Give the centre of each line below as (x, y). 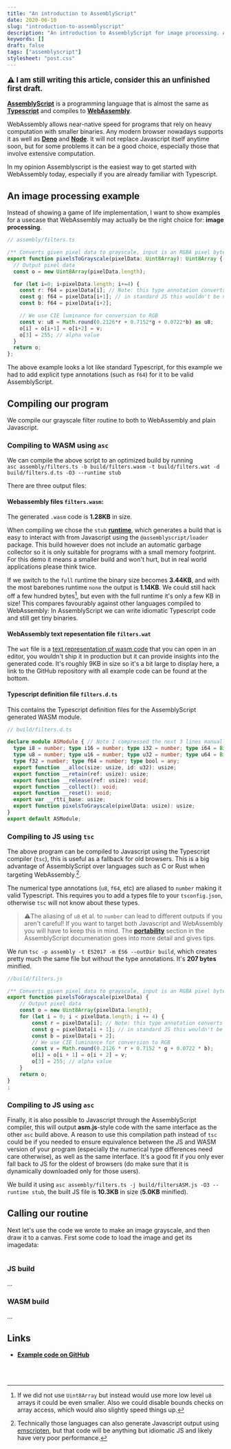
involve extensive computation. (51, 154)
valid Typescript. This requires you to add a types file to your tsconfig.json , (115, 895)
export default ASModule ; (44, 819)
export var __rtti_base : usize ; (60, 800)
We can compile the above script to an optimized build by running (100, 460)
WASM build (28, 1301)
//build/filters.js (35, 979)
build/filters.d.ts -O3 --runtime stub (64, 473)
